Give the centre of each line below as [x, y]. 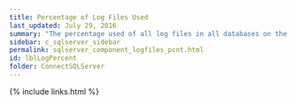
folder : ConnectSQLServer [57, 67]
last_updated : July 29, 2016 [63, 26]
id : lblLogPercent [43, 58]
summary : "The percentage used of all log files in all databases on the [148, 33]
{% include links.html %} [54, 91]
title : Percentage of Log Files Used [79, 17]
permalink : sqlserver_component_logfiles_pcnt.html [106, 50]
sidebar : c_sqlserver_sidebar [65, 42]
